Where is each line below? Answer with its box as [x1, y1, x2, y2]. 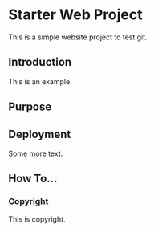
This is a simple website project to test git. [8, 32, 148, 42]
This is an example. [8, 76, 72, 86]
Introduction [8, 55, 72, 69]
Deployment [8, 127, 71, 141]
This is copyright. [8, 214, 66, 224]
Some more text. [8, 149, 63, 158]
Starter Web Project [8, 6, 143, 24]
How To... [8, 172, 58, 185]
